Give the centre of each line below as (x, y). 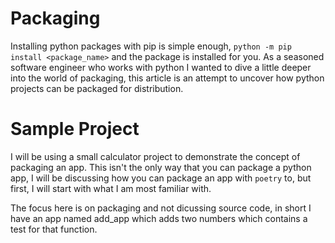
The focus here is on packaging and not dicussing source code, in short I (161, 208)
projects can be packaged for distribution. (97, 88)
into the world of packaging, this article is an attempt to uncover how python (167, 78)
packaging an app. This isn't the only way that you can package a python (161, 167)
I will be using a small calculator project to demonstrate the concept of (155, 156)
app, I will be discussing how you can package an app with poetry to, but (161, 178)
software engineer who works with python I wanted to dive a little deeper (161, 67)
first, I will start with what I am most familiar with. (111, 188)
